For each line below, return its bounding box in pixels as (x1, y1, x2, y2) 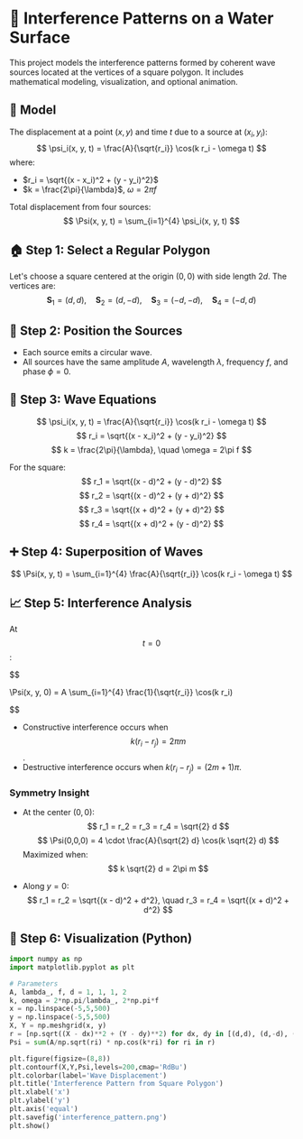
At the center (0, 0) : (22, 807, 95, 818)
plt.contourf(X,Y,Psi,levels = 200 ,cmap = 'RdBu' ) (9, 1062, 188, 1071)
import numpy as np (9, 955, 83, 964)
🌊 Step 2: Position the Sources (9, 323, 183, 338)
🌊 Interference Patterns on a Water (9, 8, 274, 29)
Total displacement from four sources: (9, 201, 151, 212)
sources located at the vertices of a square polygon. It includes (9, 67, 244, 78)
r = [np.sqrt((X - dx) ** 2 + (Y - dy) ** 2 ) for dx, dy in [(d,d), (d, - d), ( (9, 1030, 297, 1039)
